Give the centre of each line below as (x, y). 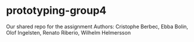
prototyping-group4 (56, 11)
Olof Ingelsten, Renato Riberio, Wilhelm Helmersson (68, 32)
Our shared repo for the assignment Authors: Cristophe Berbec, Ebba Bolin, (97, 26)
